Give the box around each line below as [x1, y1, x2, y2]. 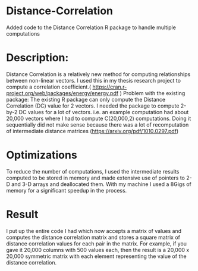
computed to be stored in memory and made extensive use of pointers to [6, 174, 186, 181]
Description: [6, 51, 69, 65]
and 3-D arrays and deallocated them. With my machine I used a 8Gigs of [11, 180, 192, 188]
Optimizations [6, 149, 77, 162]
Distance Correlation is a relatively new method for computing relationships [6, 70, 191, 78]
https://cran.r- [92, 83, 127, 90]
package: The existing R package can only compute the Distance [6, 96, 165, 103]
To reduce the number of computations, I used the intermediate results [6, 168, 180, 175]
